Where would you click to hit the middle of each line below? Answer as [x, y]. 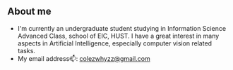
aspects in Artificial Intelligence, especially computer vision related [115, 43]
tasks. [26, 50]
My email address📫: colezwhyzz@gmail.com [84, 58]
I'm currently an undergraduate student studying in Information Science [122, 28]
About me [29, 12]
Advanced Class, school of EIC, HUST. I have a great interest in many [118, 36]
